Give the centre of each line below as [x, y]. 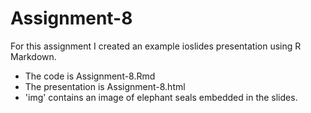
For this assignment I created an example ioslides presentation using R [156, 46]
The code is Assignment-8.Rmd [90, 76]
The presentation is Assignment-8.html [105, 86]
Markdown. [33, 56]
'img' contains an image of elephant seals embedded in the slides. [161, 97]
